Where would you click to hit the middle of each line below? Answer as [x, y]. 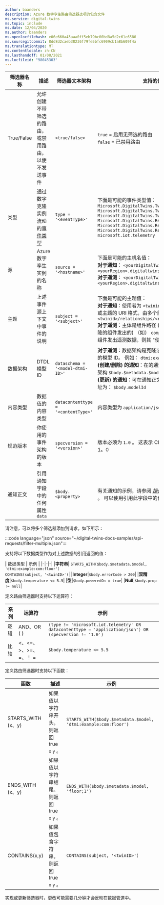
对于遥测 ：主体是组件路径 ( [128, 325]
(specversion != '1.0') [76, 635]
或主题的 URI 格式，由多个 [127, 313]
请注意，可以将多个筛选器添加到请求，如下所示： [54, 528]
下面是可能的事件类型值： [127, 200]
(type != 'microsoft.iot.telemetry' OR [95, 625]
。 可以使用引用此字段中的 [127, 498]
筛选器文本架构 [74, 81]
